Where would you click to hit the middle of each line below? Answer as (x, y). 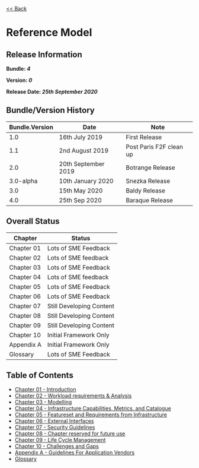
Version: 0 (19, 80)
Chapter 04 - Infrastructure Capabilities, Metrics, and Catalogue (93, 409)
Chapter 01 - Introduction (45, 390)
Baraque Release (150, 200)
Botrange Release (151, 167)
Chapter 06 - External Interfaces (54, 421)
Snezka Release (148, 181)
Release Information (44, 54)
